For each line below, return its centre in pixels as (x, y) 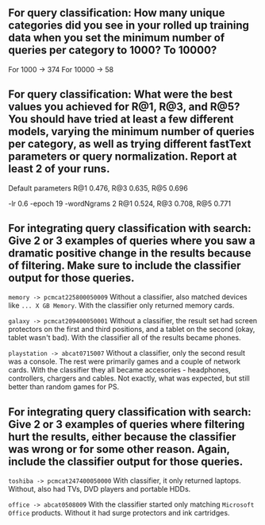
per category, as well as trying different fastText (130, 144)
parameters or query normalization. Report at (123, 157)
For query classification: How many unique (117, 13)
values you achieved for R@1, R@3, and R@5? (124, 107)
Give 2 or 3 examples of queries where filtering (127, 424)
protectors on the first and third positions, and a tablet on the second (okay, (132, 330)
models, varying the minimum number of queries (132, 131)
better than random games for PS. (64, 387)
